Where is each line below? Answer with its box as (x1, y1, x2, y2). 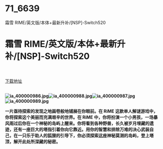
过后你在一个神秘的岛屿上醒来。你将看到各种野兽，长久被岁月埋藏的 (13, 120, 149, 126)
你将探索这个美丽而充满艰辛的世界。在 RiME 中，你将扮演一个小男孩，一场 (5, 114, 154, 120)
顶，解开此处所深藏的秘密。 (5, 138, 61, 144)
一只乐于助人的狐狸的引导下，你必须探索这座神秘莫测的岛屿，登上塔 (17, 132, 154, 138)
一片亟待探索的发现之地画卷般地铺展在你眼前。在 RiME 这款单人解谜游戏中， (5, 108, 158, 114)
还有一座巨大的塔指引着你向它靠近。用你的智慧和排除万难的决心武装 (13, 126, 149, 132)
